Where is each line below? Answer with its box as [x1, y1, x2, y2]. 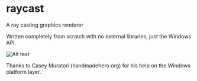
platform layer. [6, 68, 41, 75]
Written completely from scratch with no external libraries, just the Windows [6, 33, 192, 40]
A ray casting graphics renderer [6, 21, 84, 28]
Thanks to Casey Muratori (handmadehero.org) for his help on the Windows [6, 61, 191, 69]
